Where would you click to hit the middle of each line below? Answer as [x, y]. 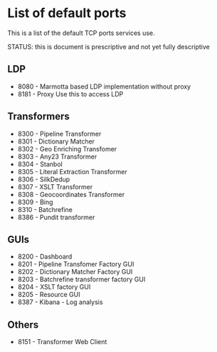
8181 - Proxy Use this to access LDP [70, 94]
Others [23, 325]
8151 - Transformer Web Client [62, 342]
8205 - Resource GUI [49, 295]
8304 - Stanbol [40, 164]
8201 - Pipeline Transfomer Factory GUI [76, 264]
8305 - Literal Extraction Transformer [72, 171]
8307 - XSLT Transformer [55, 186]
